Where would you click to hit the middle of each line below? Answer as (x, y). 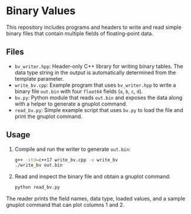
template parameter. (39, 78)
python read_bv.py (37, 187)
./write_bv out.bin (39, 165)
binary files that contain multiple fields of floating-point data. (80, 33)
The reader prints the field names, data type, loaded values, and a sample (96, 199)
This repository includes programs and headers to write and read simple (94, 27)
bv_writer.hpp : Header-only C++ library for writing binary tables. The (99, 66)
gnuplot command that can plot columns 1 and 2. (65, 205)
